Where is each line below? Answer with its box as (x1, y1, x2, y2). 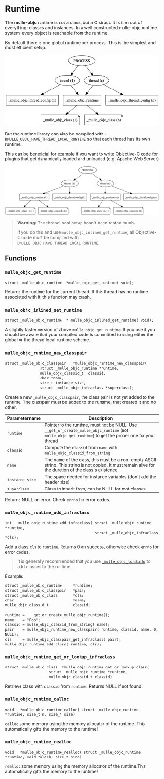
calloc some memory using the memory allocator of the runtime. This (5, 720, 145, 727)
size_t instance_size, (40, 380, 86, 385)
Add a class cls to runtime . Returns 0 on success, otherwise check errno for (5, 544, 159, 550)
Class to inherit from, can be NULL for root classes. (44, 486, 147, 492)
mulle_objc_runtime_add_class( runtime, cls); (5, 642, 102, 647)
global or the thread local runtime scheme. (5, 337, 90, 343)
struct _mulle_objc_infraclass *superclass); (40, 385, 134, 390)
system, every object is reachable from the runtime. (5, 30, 109, 36)
